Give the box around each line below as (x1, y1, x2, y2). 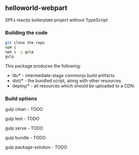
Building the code (5, 29, 48, 36)
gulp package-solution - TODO (5, 144, 68, 150)
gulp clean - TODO (5, 106, 43, 112)
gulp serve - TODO (5, 125, 44, 131)
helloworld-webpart (5, 4, 68, 12)
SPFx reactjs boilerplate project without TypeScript (5, 17, 108, 23)
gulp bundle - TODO (5, 134, 46, 140)
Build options (5, 95, 38, 102)
